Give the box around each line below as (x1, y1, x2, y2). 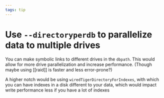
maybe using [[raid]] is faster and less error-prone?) (5, 66, 112, 72)
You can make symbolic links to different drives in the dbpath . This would (5, 56, 155, 62)
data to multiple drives (5, 39, 100, 50)
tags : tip (5, 7, 26, 12)
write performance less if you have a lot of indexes (5, 87, 110, 93)
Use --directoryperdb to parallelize (5, 28, 152, 40)
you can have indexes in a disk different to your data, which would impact (5, 81, 156, 87)
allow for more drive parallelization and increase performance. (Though (5, 61, 152, 67)
